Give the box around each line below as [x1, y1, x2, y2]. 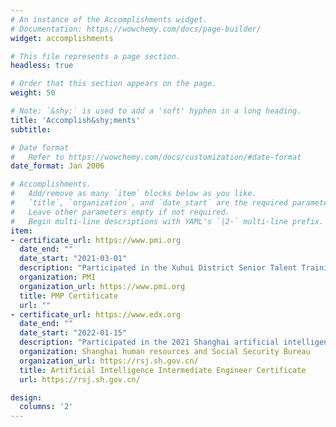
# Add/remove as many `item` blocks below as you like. [10, 189, 257, 199]
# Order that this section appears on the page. [10, 79, 217, 89]
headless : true [10, 61, 74, 71]
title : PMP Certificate [19, 291, 118, 301]
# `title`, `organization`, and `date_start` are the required [10, 198, 288, 208]
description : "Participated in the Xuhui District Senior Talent [19, 263, 298, 273]
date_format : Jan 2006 [10, 161, 105, 171]
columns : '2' [19, 402, 74, 412]
